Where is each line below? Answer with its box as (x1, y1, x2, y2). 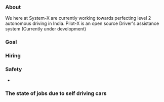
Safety (5, 66, 22, 73)
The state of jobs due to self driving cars (5, 90, 107, 97)
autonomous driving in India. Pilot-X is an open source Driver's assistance (5, 20, 159, 26)
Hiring (5, 52, 21, 59)
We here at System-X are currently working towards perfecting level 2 (5, 15, 151, 21)
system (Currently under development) (5, 26, 87, 32)
